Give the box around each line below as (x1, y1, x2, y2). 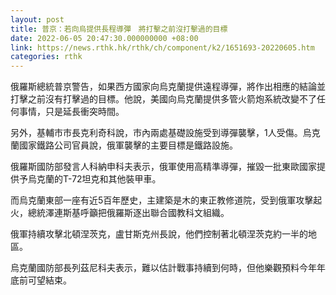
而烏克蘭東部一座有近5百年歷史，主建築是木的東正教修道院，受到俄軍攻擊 (10, 194, 314, 206)
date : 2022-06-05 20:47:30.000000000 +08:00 (10, 33, 199, 43)
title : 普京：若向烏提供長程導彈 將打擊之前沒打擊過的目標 (10, 24, 228, 34)
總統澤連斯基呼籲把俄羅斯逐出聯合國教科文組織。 (27, 207, 230, 219)
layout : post (10, 14, 65, 25)
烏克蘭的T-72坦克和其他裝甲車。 (27, 173, 162, 185)
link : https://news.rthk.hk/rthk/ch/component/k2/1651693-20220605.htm (10, 42, 315, 53)
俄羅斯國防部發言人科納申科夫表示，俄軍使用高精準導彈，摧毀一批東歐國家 (10, 161, 317, 173)
